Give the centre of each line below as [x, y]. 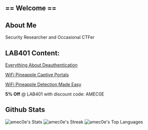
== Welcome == [31, 8]
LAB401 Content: [33, 53]
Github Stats [25, 110]
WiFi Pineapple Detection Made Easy [43, 84]
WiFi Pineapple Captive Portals [37, 75]
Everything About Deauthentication [41, 65]
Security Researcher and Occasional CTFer [50, 37]
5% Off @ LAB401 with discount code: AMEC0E [55, 94]
